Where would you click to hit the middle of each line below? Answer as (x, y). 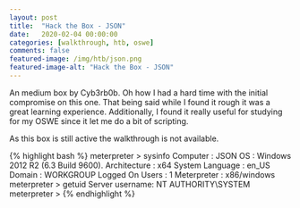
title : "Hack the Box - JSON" (68, 26)
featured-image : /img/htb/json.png (76, 59)
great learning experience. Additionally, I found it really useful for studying (146, 112)
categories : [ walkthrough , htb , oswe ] (81, 42)
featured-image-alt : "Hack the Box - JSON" (92, 68)
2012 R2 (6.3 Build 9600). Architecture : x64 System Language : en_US (140, 165)
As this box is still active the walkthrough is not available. (114, 138)
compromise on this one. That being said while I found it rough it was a (140, 102)
